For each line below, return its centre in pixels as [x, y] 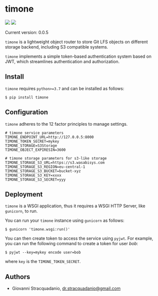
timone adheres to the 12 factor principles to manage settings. [66, 124]
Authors [18, 277]
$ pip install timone [27, 97]
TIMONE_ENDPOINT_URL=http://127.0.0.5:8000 [50, 137]
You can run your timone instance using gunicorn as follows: [65, 221]
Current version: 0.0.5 [27, 32]
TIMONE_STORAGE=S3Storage [31, 146]
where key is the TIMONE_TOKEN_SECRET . [43, 262]
